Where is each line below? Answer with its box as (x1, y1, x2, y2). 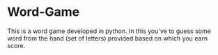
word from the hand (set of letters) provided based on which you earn (7, 34, 208, 42)
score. (7, 41, 26, 49)
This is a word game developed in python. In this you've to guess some (7, 27, 211, 35)
